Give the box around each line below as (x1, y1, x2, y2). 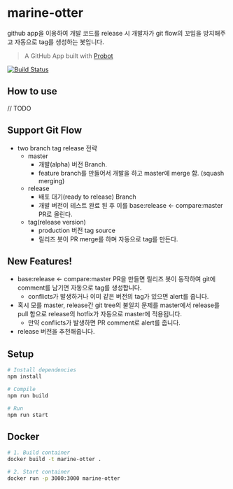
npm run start (7, 411, 49, 418)
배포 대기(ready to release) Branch (38, 192, 136, 201)
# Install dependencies (7, 367, 77, 374)
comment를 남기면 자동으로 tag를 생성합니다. (17, 283, 142, 292)
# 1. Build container (7, 449, 71, 456)
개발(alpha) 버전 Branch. (38, 160, 107, 169)
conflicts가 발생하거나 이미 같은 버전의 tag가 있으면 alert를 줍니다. (27, 292, 209, 301)
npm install (7, 373, 42, 381)
